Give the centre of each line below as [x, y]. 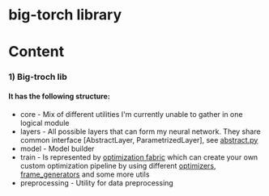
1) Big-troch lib [38, 77]
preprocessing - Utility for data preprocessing [97, 182]
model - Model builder [57, 148]
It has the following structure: [60, 96]
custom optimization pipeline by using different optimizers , [118, 165]
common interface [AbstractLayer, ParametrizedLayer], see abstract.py [139, 140]
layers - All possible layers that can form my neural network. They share [140, 131]
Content [36, 52]
